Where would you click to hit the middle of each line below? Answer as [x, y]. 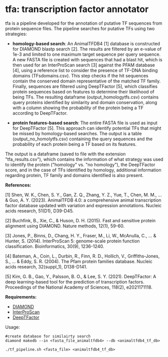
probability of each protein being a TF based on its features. [74, 144]
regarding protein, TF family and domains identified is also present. [74, 175]
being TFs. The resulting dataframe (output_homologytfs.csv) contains [86, 97]
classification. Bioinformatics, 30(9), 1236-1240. [55, 246]
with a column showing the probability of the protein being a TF [78, 108]
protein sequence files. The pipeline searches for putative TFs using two [80, 28]
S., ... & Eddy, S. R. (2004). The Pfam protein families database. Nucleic [79, 261]
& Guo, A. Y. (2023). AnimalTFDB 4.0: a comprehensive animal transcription [83, 200]
